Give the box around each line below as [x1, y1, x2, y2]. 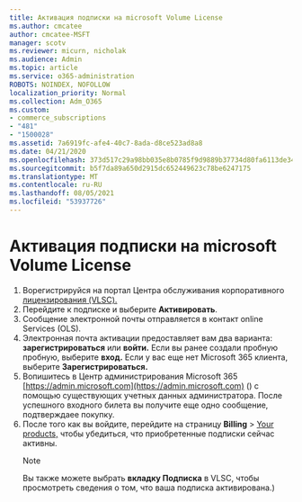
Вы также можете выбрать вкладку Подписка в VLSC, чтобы [22, 472, 260, 483]
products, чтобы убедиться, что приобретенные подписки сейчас [22, 428, 275, 439]
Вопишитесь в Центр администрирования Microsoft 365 [22, 371, 238, 381]
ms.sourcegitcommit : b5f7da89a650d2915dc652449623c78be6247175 [9, 164, 252, 173]
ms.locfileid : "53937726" [9, 197, 106, 207]
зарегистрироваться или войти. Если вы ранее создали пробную [22, 342, 279, 353]
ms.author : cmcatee [9, 22, 83, 31]
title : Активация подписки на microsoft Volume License [9, 13, 223, 22]
